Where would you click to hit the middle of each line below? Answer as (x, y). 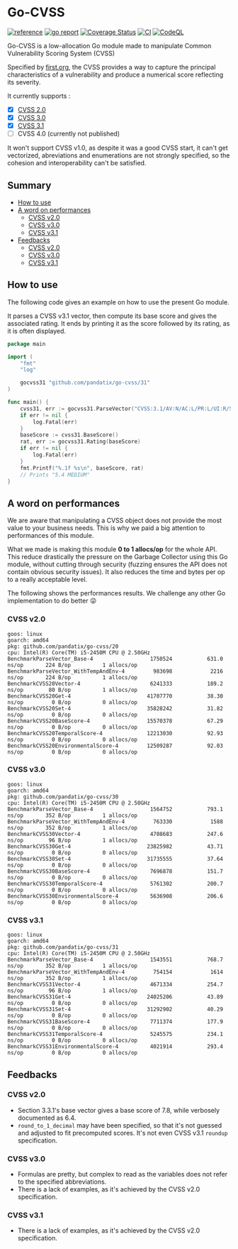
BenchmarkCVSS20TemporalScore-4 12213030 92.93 (115, 733)
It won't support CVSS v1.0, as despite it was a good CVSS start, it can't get (118, 148)
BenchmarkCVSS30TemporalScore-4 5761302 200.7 (115, 884)
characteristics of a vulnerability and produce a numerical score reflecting (115, 75)
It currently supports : (39, 96)
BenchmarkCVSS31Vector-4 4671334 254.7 (115, 985)
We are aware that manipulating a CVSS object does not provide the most (114, 521)
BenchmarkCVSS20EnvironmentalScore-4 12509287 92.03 (115, 746)
